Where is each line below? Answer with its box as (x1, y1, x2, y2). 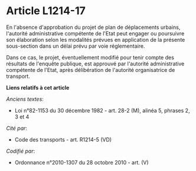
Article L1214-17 (6, 4, 86, 18)
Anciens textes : (6, 96, 44, 103)
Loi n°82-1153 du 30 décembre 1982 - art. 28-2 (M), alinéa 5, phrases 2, (14, 107, 190, 114)
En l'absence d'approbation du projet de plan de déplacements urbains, (6, 24, 181, 31)
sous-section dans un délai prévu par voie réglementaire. (6, 42, 145, 50)
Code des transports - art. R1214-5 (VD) (14, 136, 112, 143)
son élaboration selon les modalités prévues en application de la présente (6, 36, 185, 43)
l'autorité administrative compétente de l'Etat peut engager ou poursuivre (6, 29, 185, 37)
